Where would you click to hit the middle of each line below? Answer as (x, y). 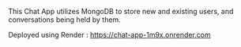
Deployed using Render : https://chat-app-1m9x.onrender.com (109, 35)
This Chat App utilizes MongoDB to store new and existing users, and (121, 11)
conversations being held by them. (64, 20)
